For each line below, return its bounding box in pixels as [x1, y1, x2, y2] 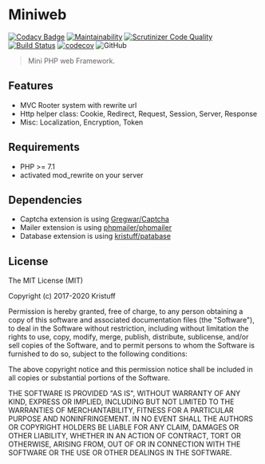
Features [8, 79, 53, 93]
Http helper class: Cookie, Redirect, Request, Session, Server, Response [19, 109, 258, 118]
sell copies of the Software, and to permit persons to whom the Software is [8, 341, 255, 351]
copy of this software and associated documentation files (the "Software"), [8, 315, 255, 325]
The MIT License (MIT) [8, 276, 84, 285]
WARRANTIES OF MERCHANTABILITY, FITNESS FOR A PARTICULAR [8, 406, 234, 415]
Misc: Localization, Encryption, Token [19, 117, 144, 127]
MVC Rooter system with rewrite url [19, 100, 137, 109]
